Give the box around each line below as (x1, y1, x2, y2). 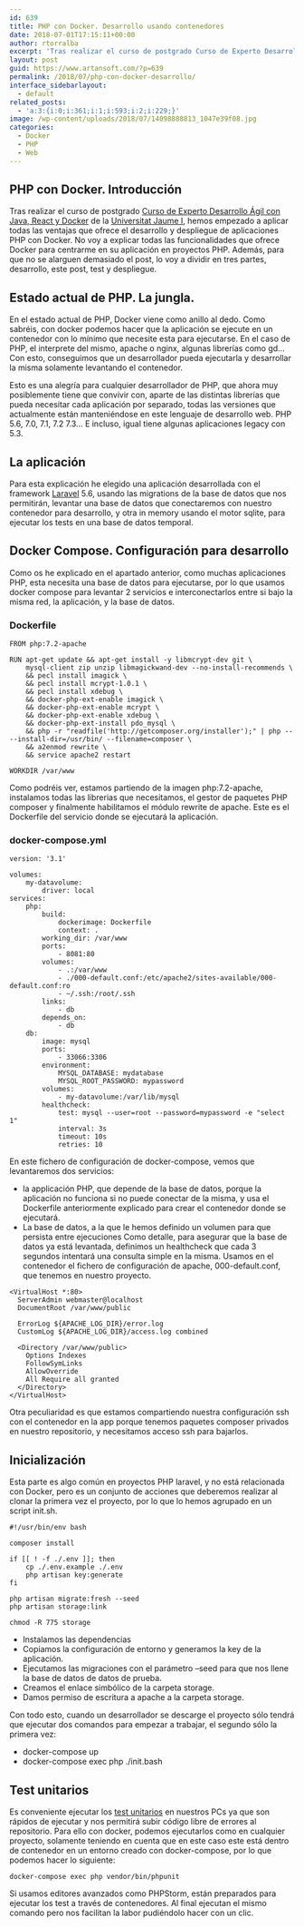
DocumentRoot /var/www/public (17, 1304, 131, 1313)
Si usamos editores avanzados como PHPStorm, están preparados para (9, 1888, 277, 1899)
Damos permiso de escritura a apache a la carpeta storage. (22, 1692, 244, 1703)
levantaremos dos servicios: (9, 1166, 115, 1177)
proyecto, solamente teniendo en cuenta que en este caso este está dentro (9, 1835, 290, 1846)
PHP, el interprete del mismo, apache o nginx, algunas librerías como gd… (9, 343, 285, 354)
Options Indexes (25, 1351, 88, 1361)
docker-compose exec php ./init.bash (22, 1756, 163, 1767)
